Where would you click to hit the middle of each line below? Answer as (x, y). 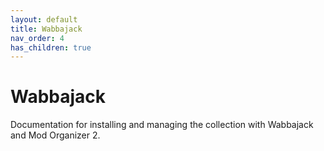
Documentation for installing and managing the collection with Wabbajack (162, 125)
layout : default (44, 19)
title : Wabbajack (46, 29)
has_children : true (51, 47)
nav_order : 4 (37, 38)
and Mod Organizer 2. (55, 135)
